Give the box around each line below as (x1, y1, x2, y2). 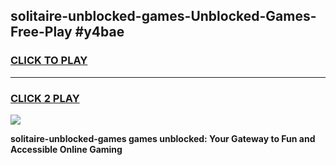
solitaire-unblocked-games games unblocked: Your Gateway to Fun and (10, 132, 316, 144)
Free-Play (10, 24, 73, 41)
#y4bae (74, 24, 125, 41)
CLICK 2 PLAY (10, 91, 80, 105)
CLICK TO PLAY (10, 54, 88, 68)
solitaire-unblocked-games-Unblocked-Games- (10, 8, 317, 25)
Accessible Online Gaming (10, 143, 123, 155)
